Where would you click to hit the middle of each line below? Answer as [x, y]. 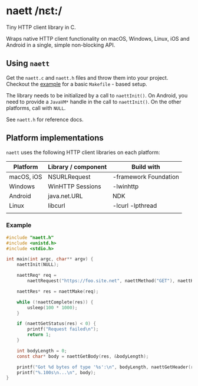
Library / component [77, 166]
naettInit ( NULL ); [38, 265]
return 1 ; [39, 335]
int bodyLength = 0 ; [42, 351]
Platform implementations [55, 138]
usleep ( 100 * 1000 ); [52, 308]
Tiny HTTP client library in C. [41, 27]
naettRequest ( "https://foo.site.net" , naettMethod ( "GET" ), [101, 281]
